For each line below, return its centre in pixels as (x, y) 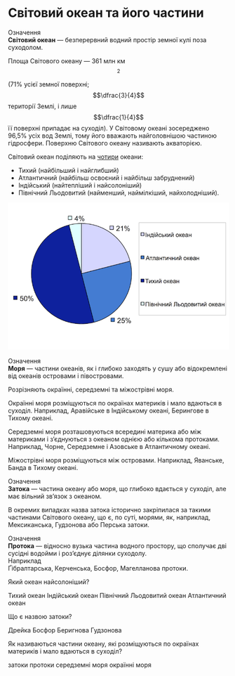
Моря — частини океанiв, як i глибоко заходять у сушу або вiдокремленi (117, 368)
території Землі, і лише (42, 106)
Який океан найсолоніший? (49, 582)
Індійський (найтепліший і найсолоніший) (80, 185)
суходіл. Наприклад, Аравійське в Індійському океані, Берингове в (108, 410)
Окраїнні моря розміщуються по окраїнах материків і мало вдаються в (115, 403)
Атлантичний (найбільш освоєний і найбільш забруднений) (106, 178)
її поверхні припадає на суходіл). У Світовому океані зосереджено (109, 128)
